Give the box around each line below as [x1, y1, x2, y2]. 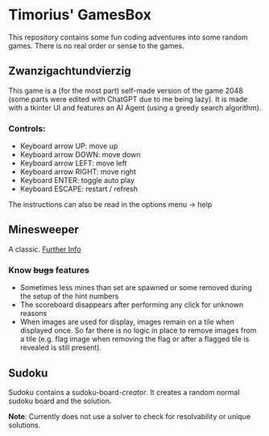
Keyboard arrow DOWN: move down [19, 150, 141, 160]
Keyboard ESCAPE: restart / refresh [19, 184, 139, 194]
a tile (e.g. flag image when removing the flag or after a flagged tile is [19, 334, 250, 344]
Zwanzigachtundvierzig [8, 64, 131, 78]
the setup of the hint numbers [19, 292, 119, 301]
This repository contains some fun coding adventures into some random [8, 32, 248, 42]
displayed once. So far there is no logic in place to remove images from [19, 326, 257, 335]
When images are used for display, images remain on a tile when [19, 317, 235, 327]
